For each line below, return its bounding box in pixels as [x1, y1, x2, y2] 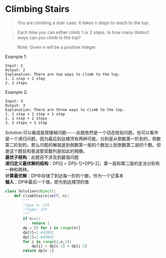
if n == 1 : [23, 216, 41, 221]
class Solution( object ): [5, 188, 56, 193]
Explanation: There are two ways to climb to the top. [5, 72, 121, 77]
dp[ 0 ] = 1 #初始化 [23, 230, 54, 235]
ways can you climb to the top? [17, 35, 81, 40]
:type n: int [23, 202, 50, 208]
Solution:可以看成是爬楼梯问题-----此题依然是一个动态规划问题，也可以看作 [5, 129, 159, 135]
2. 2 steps [5, 80, 28, 85]
